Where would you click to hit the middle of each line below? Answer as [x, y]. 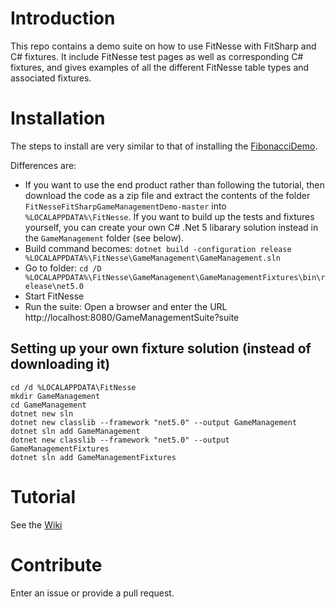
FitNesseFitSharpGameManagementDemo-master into [125, 206]
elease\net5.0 [54, 286]
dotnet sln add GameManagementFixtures [93, 457]
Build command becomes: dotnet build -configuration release [158, 248]
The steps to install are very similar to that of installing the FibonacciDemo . [164, 146]
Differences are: [43, 165]
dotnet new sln [42, 413]
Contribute [56, 564]
